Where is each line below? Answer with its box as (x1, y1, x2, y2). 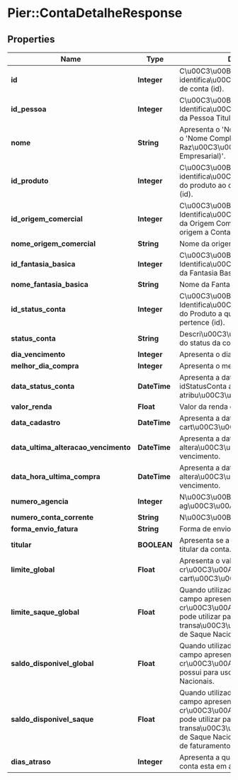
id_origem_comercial (11, 214, 83, 224)
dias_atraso (11, 757, 51, 767)
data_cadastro (11, 418, 61, 427)
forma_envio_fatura (11, 524, 79, 533)
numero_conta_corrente (11, 512, 94, 522)
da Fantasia (179, 268, 218, 278)
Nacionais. (179, 677, 215, 686)
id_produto (11, 176, 49, 186)
